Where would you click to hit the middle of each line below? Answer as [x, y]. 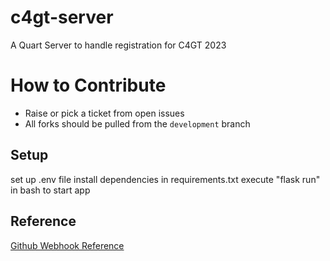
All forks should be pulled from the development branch [137, 123]
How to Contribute [88, 85]
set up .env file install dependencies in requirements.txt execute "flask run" [165, 179]
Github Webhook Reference [67, 245]
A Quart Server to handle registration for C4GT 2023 [118, 45]
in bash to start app [50, 190]
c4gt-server [62, 17]
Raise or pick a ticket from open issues [104, 113]
